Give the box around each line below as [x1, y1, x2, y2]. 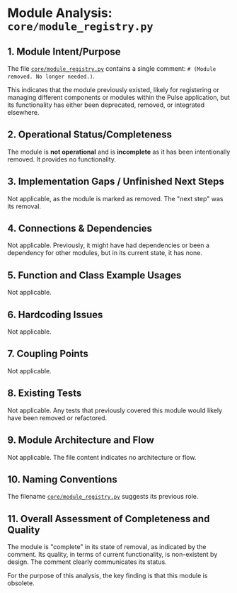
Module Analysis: [7, 5, 112, 21]
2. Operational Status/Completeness [7, 129, 172, 141]
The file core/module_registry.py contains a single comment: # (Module [7, 64, 216, 72]
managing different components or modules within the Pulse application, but [7, 94, 230, 101]
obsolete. [7, 579, 35, 587]
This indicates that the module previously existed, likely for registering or [7, 86, 219, 94]
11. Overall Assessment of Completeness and [7, 512, 210, 525]
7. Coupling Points [7, 348, 88, 360]
